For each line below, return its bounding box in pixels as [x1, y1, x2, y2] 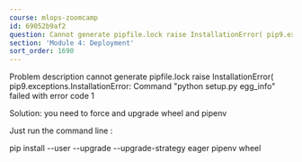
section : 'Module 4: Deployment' [9, 38, 135, 48]
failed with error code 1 [9, 91, 94, 102]
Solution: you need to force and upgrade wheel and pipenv [9, 108, 227, 119]
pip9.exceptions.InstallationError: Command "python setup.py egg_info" [9, 81, 276, 92]
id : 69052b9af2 [9, 22, 67, 31]
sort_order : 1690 [9, 47, 75, 56]
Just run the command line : [9, 125, 113, 136]
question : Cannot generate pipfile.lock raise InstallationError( [9, 30, 263, 39]
